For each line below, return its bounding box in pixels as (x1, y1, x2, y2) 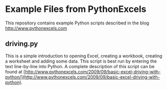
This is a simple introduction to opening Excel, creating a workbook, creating (5, 53, 163, 59)
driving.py (5, 40, 38, 48)
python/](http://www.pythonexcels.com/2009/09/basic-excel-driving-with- (5, 74, 160, 80)
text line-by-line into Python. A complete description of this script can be (5, 63, 155, 69)
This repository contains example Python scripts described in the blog (5, 20, 150, 26)
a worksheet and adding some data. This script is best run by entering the (5, 58, 157, 64)
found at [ (5, 69, 25, 75)
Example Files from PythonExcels (5, 3, 147, 15)
